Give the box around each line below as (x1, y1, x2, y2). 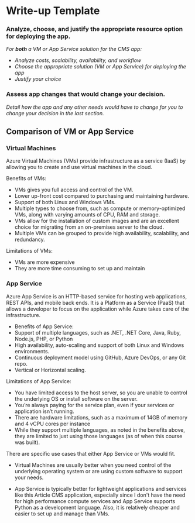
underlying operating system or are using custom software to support (14, 467, 183, 474)
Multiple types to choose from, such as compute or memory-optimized (14, 205, 186, 212)
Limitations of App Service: (6, 377, 71, 384)
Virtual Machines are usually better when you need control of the (14, 461, 172, 469)
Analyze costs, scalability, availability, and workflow (14, 57, 142, 64)
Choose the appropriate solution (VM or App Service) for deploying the (14, 63, 186, 70)
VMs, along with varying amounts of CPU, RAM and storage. (14, 211, 160, 218)
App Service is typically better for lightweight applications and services (14, 485, 187, 492)
